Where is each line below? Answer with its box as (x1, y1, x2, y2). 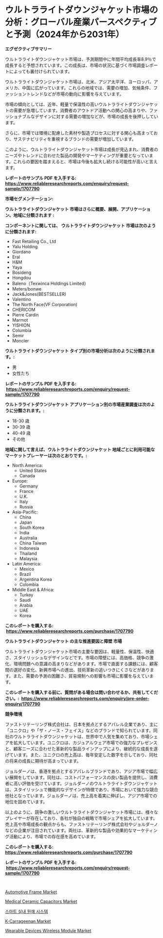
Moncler (12, 337, 29, 344)
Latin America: (12, 561, 41, 567)
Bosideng (12, 269, 32, 275)
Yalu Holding (12, 243, 38, 249)
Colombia (19, 581, 39, 587)
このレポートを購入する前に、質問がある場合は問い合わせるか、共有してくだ (5, 689, 158, 695)
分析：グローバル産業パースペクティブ (5, 17, 157, 28)
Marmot (12, 317, 28, 323)
